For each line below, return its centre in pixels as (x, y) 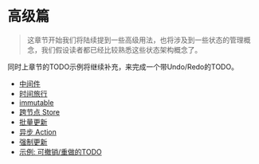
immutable (36, 102)
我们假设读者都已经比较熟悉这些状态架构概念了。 (122, 49)
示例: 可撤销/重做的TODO (60, 151)
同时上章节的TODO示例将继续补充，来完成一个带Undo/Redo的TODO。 (123, 66)
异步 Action (38, 131)
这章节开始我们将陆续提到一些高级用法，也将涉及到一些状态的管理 (135, 40)
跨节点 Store (39, 111)
